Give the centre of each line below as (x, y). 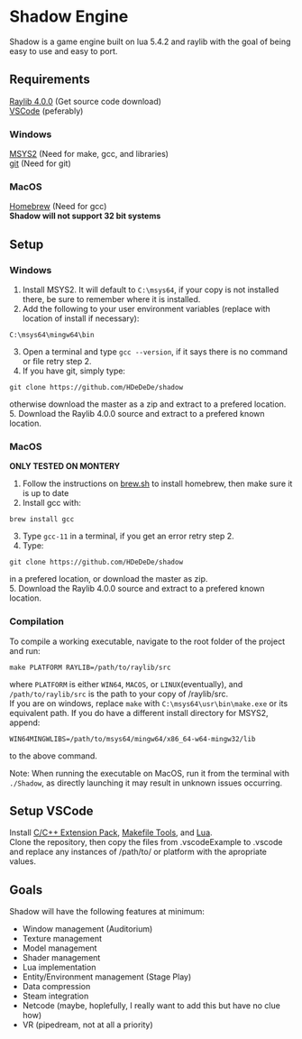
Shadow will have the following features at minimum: (107, 912)
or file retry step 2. (57, 362)
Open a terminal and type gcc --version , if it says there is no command (155, 352)
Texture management (62, 939)
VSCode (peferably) (46, 111)
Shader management (61, 958)
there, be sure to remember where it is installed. (111, 299)
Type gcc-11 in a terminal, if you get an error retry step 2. (128, 536)
